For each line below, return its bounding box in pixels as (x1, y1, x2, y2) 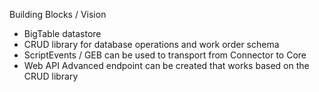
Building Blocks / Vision (9, 9, 107, 20)
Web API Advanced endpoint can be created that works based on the (23, 60, 310, 71)
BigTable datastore (23, 28, 102, 39)
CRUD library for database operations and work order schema (23, 39, 280, 50)
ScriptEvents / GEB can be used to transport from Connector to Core (23, 49, 307, 61)
